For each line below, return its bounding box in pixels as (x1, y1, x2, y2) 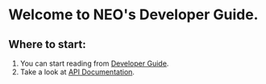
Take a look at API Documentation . (19, 67, 135, 77)
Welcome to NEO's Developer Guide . (8, 6, 259, 24)
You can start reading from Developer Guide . (19, 58, 169, 68)
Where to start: (8, 38, 86, 51)
